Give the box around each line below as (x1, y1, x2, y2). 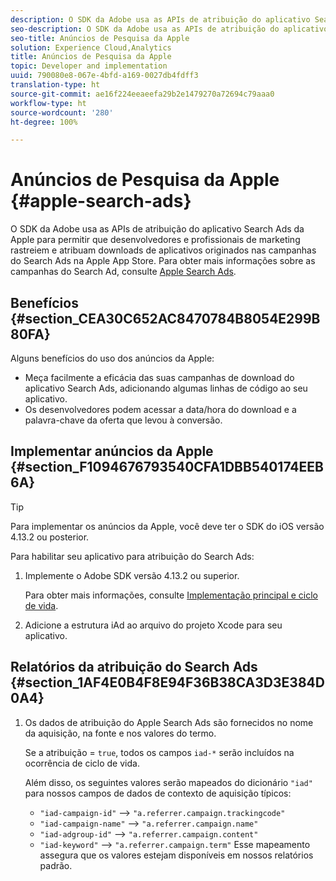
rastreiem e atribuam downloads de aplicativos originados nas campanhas (10, 244, 317, 256)
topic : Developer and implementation (10, 61, 168, 71)
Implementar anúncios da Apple (10, 443, 214, 460)
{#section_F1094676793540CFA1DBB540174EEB (10, 459, 324, 476)
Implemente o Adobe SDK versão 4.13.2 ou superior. (24, 569, 240, 581)
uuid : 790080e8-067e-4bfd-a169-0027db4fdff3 (10, 71, 199, 81)
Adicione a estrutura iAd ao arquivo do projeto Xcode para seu (24, 619, 283, 631)
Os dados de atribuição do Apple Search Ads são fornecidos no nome (24, 716, 314, 728)
